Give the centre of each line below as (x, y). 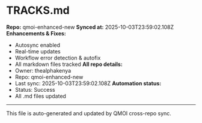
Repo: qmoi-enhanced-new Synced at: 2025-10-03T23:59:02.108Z (90, 27)
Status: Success (35, 89)
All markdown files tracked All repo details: (69, 64)
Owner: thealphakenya (43, 70)
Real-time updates (38, 51)
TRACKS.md (38, 10)
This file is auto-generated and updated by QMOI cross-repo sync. (89, 113)
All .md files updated (40, 96)
